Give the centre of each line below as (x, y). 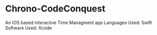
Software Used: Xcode (29, 27)
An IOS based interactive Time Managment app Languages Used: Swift (78, 22)
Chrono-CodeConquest (55, 9)
